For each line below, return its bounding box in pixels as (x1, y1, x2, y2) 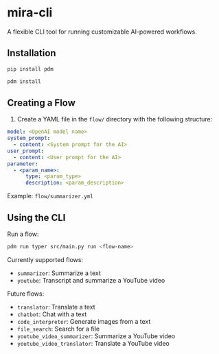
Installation (7, 47, 56, 59)
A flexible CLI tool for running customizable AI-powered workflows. (7, 27, 197, 36)
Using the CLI (7, 211, 66, 224)
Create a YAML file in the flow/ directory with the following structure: (16, 115, 213, 123)
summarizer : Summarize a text (16, 269, 102, 277)
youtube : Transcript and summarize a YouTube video (16, 276, 165, 284)
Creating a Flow (7, 97, 76, 108)
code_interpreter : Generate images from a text (16, 317, 151, 325)
